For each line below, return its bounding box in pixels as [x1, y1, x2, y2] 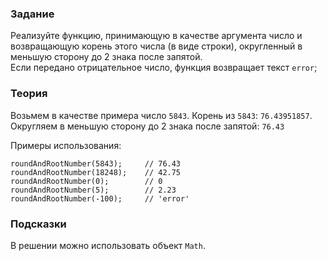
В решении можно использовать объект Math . [10, 239, 206, 251]
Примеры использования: [10, 139, 122, 151]
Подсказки [10, 217, 67, 231]
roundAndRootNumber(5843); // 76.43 [10, 158, 182, 169]
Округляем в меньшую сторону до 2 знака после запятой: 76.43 [10, 120, 285, 132]
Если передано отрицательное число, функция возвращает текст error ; [10, 62, 318, 74]
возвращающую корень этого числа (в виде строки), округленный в [10, 40, 303, 52]
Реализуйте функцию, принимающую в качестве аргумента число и [10, 30, 303, 42]
